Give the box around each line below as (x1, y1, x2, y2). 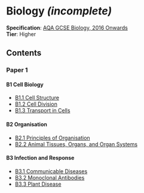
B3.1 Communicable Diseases (14, 167, 88, 175)
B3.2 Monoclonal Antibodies (14, 174, 85, 181)
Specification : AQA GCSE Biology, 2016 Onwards (6, 24, 128, 31)
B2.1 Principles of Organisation (14, 134, 91, 141)
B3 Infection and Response (6, 155, 75, 162)
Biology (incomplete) (6, 4, 112, 18)
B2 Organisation (6, 121, 48, 128)
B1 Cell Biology (6, 81, 44, 88)
